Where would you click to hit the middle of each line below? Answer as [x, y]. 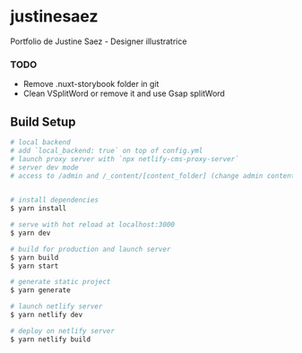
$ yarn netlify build [51, 339]
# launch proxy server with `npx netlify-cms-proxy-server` [125, 159]
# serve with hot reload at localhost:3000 [93, 225]
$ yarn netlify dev [47, 315]
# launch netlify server [56, 306]
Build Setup [43, 121]
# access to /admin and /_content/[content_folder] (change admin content [153, 176]
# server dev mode [44, 168]
